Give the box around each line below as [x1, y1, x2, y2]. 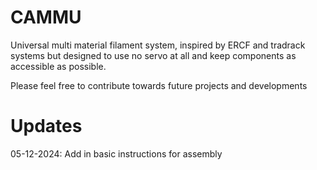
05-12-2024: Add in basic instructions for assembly [10, 147, 223, 160]
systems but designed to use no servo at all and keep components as [10, 49, 297, 61]
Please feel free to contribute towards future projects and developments [10, 79, 308, 91]
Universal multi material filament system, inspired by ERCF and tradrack [10, 39, 306, 51]
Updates [10, 115, 83, 138]
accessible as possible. [10, 60, 107, 72]
